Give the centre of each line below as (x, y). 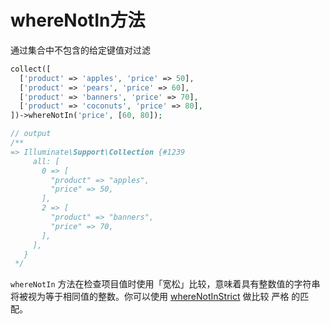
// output (31, 134)
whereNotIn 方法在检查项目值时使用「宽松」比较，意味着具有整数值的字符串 (165, 284)
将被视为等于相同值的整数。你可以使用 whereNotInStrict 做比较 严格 (150, 297)
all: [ (46, 161)
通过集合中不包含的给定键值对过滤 (80, 50)
